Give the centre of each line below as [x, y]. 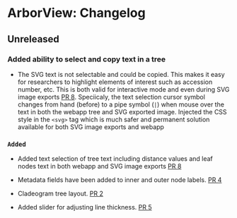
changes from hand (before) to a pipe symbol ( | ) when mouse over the [121, 104]
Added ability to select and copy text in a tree [87, 59]
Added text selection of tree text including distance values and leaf [115, 159]
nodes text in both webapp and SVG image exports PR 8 [99, 166]
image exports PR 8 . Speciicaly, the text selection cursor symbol [111, 97]
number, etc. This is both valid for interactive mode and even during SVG [123, 89]
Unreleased [34, 39]
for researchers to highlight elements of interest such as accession [115, 82]
